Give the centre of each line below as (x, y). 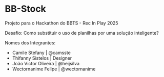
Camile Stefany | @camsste (42, 53)
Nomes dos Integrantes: (30, 43)
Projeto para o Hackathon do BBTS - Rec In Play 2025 (61, 23)
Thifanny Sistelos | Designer (42, 58)
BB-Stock (26, 9)
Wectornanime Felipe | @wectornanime (54, 69)
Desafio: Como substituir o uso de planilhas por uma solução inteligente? (82, 33)
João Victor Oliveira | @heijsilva (46, 63)
